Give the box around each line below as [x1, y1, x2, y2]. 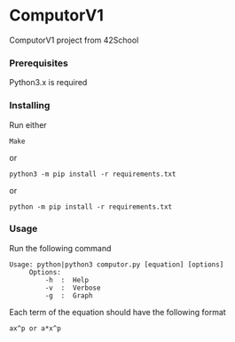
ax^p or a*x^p [9, 323, 62, 333]
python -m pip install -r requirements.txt [9, 202, 173, 211]
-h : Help [44, 275, 90, 284]
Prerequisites [9, 57, 68, 69]
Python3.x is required [9, 77, 88, 88]
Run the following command [9, 243, 112, 253]
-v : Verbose [44, 283, 101, 292]
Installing [9, 99, 51, 112]
